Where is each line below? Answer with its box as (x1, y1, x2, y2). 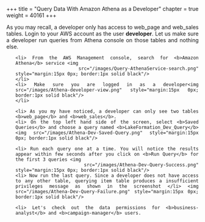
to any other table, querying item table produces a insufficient (15, 178, 199, 184)
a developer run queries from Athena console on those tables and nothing (6, 37, 199, 43)
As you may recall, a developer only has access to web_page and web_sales (6, 24, 199, 31)
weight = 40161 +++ (6, 12, 57, 19)
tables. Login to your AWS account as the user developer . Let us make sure (6, 30, 199, 37)
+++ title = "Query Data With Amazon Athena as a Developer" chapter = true (6, 6, 199, 12)
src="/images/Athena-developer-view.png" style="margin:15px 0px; (15, 87, 199, 93)
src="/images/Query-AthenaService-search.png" (78, 65, 199, 72)
